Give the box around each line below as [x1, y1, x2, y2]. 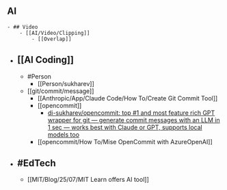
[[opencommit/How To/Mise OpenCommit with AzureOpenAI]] [37, 137, 213, 146]
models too [47, 130, 80, 139]
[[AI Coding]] [16, 54, 74, 66]
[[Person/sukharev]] [37, 79, 94, 87]
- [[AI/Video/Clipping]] [19, 29, 90, 36]
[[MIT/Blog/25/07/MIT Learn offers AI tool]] [27, 176, 149, 184]
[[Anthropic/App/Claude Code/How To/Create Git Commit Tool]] [37, 94, 218, 102]
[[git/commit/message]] [27, 87, 94, 95]
